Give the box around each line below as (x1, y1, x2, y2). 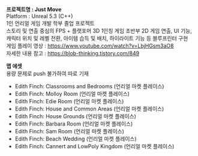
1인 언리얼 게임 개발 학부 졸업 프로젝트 (6, 20, 95, 26)
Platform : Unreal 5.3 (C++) (6, 13, 73, 20)
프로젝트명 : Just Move (6, 6, 62, 13)
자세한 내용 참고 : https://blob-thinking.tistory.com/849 (6, 50, 140, 56)
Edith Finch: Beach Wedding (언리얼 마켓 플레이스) (14, 135, 137, 142)
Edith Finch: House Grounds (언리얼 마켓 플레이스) (14, 113, 137, 119)
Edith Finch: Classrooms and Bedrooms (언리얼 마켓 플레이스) (14, 83, 164, 89)
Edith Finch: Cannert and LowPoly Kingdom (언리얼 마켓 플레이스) (14, 143, 175, 149)
